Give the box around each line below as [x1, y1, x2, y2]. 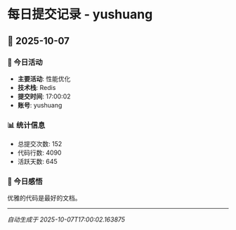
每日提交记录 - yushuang [7, 6, 153, 23]
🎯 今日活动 [7, 57, 44, 67]
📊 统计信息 [7, 120, 46, 130]
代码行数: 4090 [17, 148, 62, 157]
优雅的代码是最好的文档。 [7, 194, 81, 203]
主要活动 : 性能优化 [17, 75, 71, 83]
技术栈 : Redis [17, 83, 56, 91]
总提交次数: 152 [17, 140, 63, 148]
